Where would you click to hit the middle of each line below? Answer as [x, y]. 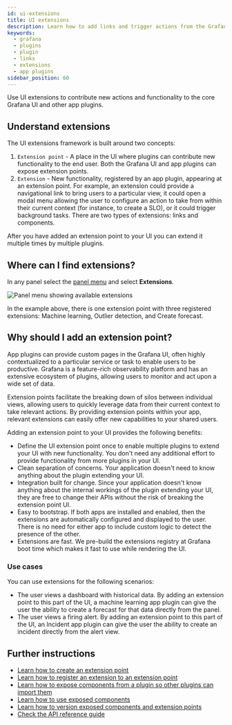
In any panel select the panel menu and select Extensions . [90, 282]
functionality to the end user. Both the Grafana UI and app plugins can [116, 164]
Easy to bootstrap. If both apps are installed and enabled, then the [111, 511]
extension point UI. [44, 505]
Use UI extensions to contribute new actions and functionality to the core [111, 97]
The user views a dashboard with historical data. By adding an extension [120, 595]
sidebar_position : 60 [38, 78]
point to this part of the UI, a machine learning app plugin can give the [117, 603]
